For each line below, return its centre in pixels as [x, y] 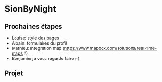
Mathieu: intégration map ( [38, 48]
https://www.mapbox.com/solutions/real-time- [110, 48]
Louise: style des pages [35, 38]
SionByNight [30, 9]
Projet [14, 74]
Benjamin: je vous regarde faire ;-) [46, 58]
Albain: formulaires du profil [39, 43]
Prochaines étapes [33, 27]
